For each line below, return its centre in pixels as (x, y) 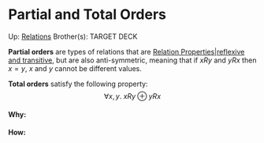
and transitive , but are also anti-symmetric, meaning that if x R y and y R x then (132, 60)
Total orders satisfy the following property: (78, 84)
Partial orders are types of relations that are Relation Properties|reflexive (126, 51)
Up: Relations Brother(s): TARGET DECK (73, 36)
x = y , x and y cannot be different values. (75, 68)
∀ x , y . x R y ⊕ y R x (132, 96)
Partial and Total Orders (87, 15)
